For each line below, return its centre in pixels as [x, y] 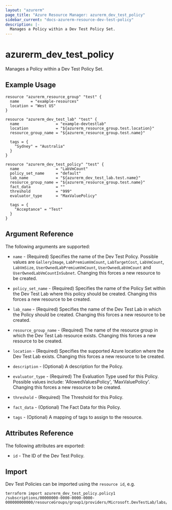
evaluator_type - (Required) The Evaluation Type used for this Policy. [86, 376]
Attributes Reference [39, 433]
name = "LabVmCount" [49, 169]
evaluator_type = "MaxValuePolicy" [53, 196]
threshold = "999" [41, 191]
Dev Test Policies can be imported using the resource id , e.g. [70, 484]
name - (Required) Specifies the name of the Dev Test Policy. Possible [85, 256]
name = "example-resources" [45, 101]
